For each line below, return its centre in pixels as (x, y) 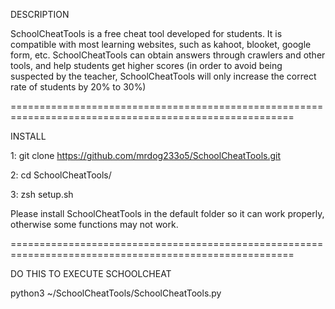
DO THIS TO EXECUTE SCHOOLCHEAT (91, 273)
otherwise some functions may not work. (94, 224)
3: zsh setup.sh (42, 194)
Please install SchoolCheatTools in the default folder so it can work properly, (167, 213)
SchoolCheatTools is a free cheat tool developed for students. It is (146, 33)
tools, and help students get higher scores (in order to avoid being (146, 65)
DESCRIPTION (40, 14)
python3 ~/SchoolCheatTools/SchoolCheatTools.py (116, 293)
